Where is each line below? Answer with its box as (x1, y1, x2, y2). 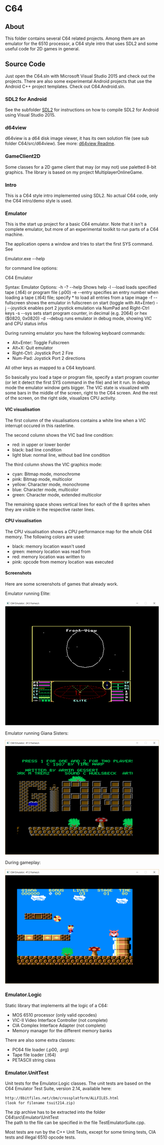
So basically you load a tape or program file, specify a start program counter (5, 374, 159, 380)
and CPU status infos (5, 321, 48, 326)
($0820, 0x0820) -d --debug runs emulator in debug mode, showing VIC (5, 316, 152, 322)
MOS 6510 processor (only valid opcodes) (12, 1012, 97, 1018)
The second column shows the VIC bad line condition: (5, 432, 114, 438)
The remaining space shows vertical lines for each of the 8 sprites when (5, 501, 150, 507)
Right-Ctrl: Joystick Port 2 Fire (12, 350, 74, 356)
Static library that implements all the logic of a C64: (5, 1002, 108, 1008)
